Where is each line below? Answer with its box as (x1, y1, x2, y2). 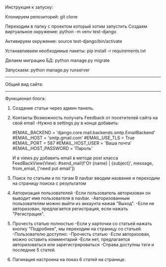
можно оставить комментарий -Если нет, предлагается (12, 236, 130, 242)
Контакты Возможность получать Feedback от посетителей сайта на (12, 115, 158, 120)
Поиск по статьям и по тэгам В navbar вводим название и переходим (12, 175, 160, 181)
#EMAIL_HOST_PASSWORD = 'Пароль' (12, 146, 93, 151)
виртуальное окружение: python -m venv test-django (5, 29, 117, 34)
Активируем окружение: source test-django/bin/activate (5, 38, 123, 44)
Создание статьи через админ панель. (12, 105, 94, 111)
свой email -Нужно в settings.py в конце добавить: (12, 120, 120, 126)
